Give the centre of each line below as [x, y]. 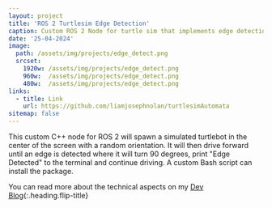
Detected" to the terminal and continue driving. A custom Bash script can [130, 162]
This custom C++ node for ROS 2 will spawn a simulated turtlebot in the [128, 137]
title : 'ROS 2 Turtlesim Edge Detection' [79, 23]
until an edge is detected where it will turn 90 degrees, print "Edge [119, 154]
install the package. [41, 171]
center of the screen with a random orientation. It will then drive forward [129, 145]
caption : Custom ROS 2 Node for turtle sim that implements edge [121, 31]
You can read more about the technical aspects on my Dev [106, 187]
